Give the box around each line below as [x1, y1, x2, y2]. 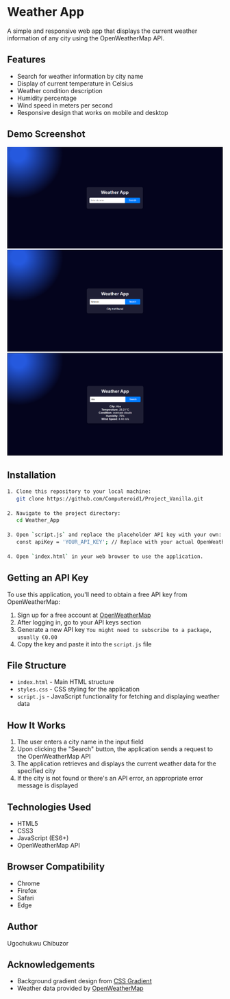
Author [7, 921, 38, 933]
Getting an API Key [7, 572, 89, 584]
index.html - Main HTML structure [16, 678, 114, 686]
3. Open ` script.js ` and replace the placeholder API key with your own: [7, 531, 222, 538]
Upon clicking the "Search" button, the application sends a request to [16, 745, 214, 753]
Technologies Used [7, 801, 91, 813]
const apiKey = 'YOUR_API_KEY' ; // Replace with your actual [16, 539, 194, 546]
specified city [16, 767, 56, 775]
